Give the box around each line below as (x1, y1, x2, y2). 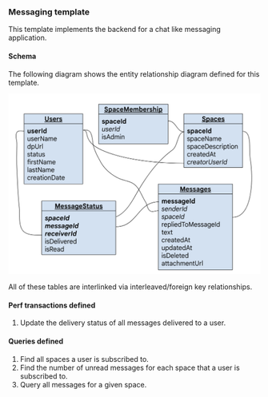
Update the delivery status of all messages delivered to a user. (19, 318, 226, 328)
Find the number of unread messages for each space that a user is (19, 363, 240, 372)
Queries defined (8, 336, 64, 346)
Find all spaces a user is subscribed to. (19, 354, 150, 363)
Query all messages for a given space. (19, 379, 147, 389)
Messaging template (8, 6, 90, 18)
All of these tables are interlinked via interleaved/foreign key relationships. (8, 282, 253, 292)
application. (8, 33, 47, 42)
